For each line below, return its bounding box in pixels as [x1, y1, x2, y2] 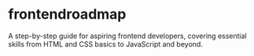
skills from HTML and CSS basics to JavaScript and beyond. [8, 39, 203, 48]
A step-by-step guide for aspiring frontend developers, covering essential [8, 31, 247, 40]
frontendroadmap [8, 5, 127, 23]
